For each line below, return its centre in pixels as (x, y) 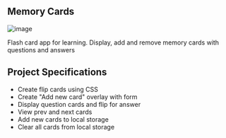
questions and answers (41, 50)
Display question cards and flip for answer (79, 104)
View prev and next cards (55, 112)
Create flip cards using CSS (58, 89)
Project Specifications (57, 73)
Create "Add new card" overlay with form (77, 97)
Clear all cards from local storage (66, 127)
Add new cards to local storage (63, 119)
